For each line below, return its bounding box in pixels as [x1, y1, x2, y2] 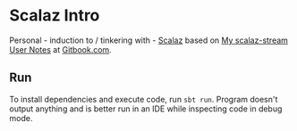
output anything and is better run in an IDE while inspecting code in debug [9, 103, 283, 114]
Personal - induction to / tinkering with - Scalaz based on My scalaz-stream [9, 35, 289, 45]
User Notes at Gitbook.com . [9, 44, 112, 54]
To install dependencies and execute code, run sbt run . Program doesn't [9, 94, 278, 104]
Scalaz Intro [9, 5, 100, 26]
